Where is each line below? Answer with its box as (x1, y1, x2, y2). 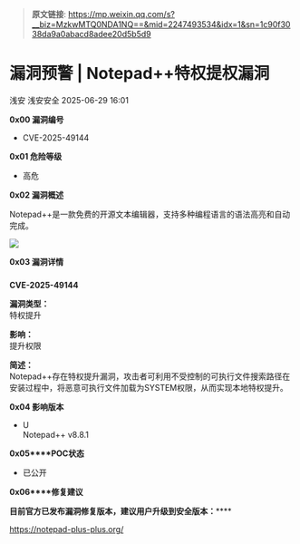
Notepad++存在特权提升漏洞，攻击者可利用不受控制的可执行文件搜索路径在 (9, 371, 291, 382)
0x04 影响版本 (9, 401, 64, 412)
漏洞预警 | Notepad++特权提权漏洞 (9, 63, 270, 84)
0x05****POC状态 (9, 448, 84, 459)
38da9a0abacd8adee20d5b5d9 (31, 29, 151, 39)
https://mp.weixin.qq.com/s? (67, 9, 175, 19)
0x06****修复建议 (9, 486, 83, 497)
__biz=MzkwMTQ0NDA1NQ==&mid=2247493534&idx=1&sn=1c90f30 (31, 19, 291, 30)
